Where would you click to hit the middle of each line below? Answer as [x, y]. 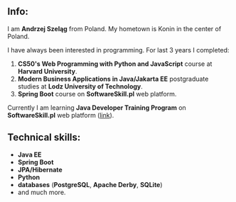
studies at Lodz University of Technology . [80, 86]
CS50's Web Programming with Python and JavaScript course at [115, 64]
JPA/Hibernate [40, 169]
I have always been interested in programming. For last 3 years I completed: [118, 50]
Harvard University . [47, 71]
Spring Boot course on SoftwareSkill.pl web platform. [97, 94]
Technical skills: [44, 138]
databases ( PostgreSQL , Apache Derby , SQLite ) [90, 184]
